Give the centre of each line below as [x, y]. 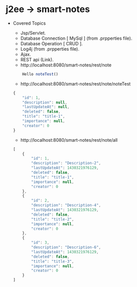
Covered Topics [29, 23]
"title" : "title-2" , [53, 219]
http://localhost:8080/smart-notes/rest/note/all [69, 140]
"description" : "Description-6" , [66, 247]
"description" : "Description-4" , [66, 205]
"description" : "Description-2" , [66, 163]
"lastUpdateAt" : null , [46, 107]
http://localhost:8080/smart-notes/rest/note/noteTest [76, 83]
